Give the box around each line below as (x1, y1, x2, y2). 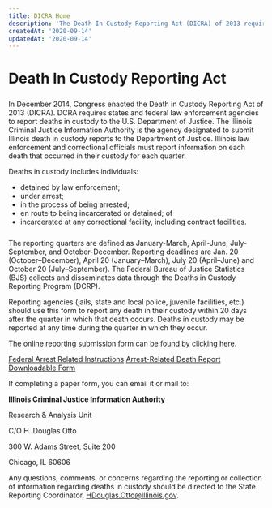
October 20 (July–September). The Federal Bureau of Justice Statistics (8, 265, 245, 274)
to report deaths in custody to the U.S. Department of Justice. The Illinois (8, 117, 253, 127)
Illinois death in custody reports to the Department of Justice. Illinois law (8, 134, 249, 144)
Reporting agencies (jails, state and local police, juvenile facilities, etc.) (8, 297, 244, 307)
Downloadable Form (8, 363, 76, 373)
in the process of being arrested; (19, 200, 130, 209)
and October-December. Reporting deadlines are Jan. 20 (48, 247, 239, 256)
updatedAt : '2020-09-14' (8, 34, 92, 43)
